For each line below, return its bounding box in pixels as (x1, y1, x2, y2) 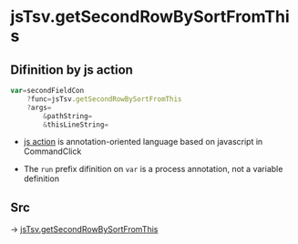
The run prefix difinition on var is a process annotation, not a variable (23, 164, 283, 175)
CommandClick (23, 146, 82, 157)
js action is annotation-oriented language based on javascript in (23, 137, 263, 147)
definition (23, 173, 60, 184)
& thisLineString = (43, 120, 108, 129)
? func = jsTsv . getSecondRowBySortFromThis (26, 94, 182, 104)
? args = (26, 103, 52, 112)
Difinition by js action (10, 62, 133, 77)
